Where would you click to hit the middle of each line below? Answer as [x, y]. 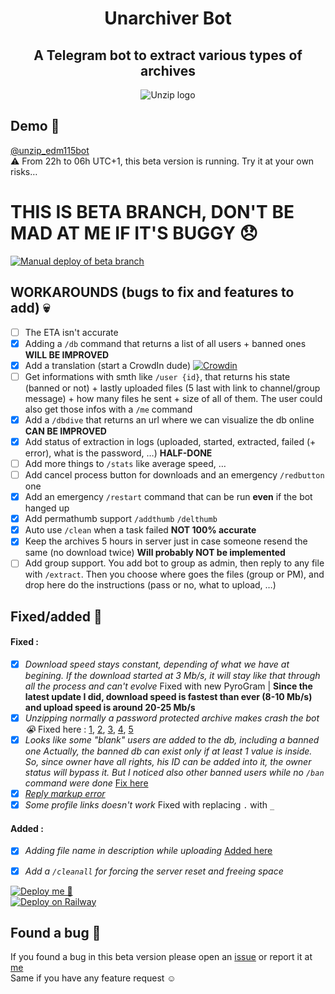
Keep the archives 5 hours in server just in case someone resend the [166, 541]
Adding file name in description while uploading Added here [148, 851]
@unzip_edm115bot [50, 150]
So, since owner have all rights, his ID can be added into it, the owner [168, 762]
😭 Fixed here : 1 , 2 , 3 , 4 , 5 [79, 729]
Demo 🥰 [35, 126]
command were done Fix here [86, 783]
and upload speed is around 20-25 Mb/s [110, 708]
